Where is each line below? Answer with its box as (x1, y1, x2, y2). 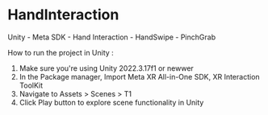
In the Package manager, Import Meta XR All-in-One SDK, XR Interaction (19, 72, 260, 81)
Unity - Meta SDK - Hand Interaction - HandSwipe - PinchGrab (7, 32, 216, 42)
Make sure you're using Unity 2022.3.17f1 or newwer (19, 63, 195, 73)
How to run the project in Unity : (7, 47, 114, 57)
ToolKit (19, 80, 44, 90)
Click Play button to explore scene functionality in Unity (19, 97, 204, 107)
